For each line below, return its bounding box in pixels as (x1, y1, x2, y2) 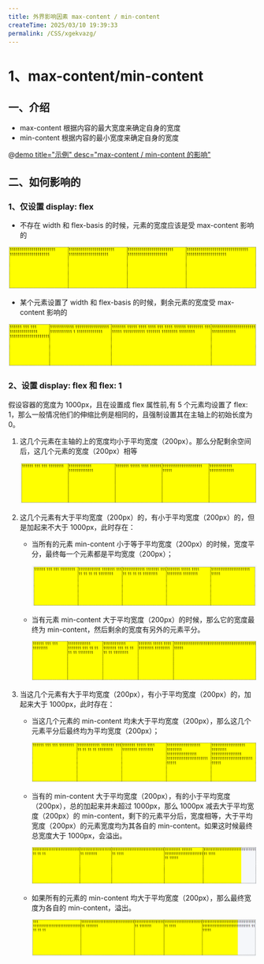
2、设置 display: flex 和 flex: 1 (8, 380, 122, 391)
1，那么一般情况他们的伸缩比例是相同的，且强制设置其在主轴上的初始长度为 (8, 410, 253, 419)
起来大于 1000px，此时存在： (19, 699, 115, 709)
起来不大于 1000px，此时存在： (33, 523, 136, 532)
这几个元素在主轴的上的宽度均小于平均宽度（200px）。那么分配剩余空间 (19, 436, 251, 446)
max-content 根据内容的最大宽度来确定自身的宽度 (19, 123, 181, 133)
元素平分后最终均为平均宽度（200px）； (31, 726, 160, 735)
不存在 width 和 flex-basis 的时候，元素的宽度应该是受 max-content (19, 221, 239, 230)
